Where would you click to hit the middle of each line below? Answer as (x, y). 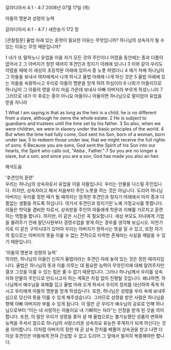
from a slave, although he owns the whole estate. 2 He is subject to (76, 118)
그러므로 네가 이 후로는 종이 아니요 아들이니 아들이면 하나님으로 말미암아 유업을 (84, 96)
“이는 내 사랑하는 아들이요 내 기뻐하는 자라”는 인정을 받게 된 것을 (91, 310)
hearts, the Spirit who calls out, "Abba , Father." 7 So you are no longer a (81, 151)
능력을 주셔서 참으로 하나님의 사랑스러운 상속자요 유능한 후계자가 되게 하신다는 (83, 323)
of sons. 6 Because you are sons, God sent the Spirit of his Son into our (80, 145)
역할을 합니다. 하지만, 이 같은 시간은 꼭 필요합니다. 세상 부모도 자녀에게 (84, 216)
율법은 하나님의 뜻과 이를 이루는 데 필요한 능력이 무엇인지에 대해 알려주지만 (90, 265)
